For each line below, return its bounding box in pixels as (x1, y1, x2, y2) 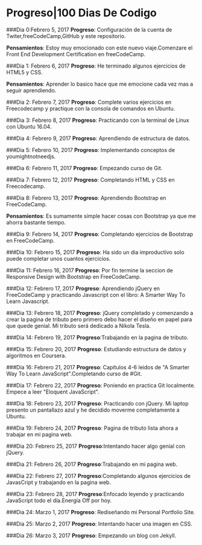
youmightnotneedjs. (6, 153, 56, 160)
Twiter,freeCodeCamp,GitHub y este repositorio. (6, 32, 126, 39)
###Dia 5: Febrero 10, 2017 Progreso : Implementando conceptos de (6, 146, 175, 153)
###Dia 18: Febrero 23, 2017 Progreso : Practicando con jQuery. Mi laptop (6, 400, 189, 407)
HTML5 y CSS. (6, 68, 43, 75)
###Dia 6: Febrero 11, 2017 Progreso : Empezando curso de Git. (6, 164, 163, 171)
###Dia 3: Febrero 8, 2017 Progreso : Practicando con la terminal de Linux (6, 116, 190, 124)
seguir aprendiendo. (6, 86, 57, 94)
